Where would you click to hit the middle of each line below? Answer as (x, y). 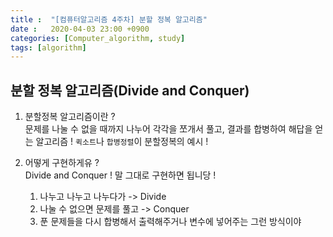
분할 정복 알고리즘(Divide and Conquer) (130, 90)
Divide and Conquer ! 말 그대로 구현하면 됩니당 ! (120, 175)
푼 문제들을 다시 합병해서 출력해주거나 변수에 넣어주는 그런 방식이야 (170, 222)
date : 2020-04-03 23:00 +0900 (80, 29)
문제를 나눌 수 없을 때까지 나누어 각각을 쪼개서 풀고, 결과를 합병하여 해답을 (168, 129)
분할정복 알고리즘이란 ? (70, 117)
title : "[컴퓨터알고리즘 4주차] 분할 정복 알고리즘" (109, 19)
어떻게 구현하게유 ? (62, 163)
